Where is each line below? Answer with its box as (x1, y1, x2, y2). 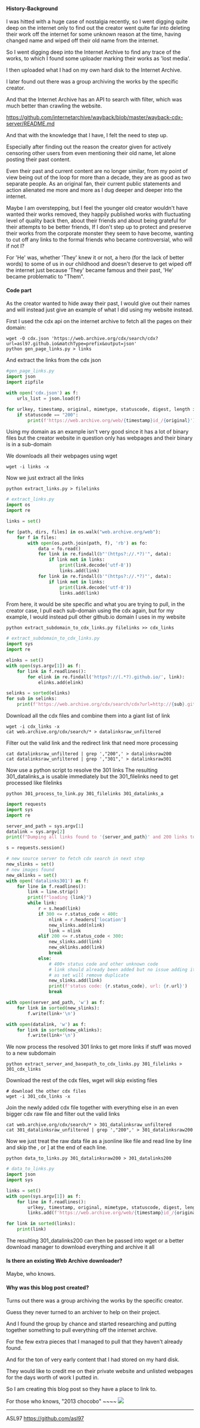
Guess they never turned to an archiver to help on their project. (6, 1309, 161, 1316)
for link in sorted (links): (6, 1220, 76, 1227)
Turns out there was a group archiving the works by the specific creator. (6, 1297, 183, 1305)
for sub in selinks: (6, 696, 58, 702)
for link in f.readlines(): (17, 668, 86, 674)
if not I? (6, 242, 25, 250)
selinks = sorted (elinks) (6, 690, 70, 696)
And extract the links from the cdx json (6, 357, 101, 364)
